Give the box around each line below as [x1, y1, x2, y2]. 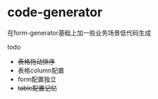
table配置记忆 [17, 83, 58, 92]
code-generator [7, 4, 103, 21]
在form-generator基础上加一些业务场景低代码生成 [7, 28, 152, 37]
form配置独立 [17, 75, 56, 83]
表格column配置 [17, 66, 65, 74]
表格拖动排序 [17, 57, 55, 66]
